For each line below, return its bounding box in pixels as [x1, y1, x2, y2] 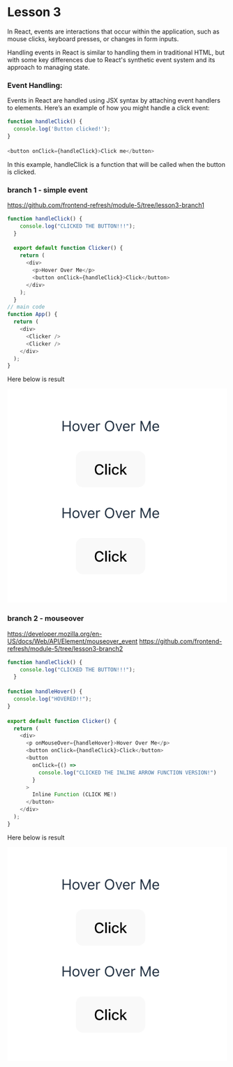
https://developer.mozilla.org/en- [7, 629, 103, 638]
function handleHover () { [7, 688, 82, 695]
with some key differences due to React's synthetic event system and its [7, 55, 216, 64]
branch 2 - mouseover [7, 613, 84, 623]
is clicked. [7, 167, 36, 176]
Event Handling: [7, 80, 63, 90]
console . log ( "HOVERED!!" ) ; [13, 696, 92, 703]
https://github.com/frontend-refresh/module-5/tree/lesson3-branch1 [7, 200, 204, 209]
